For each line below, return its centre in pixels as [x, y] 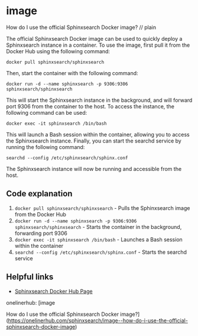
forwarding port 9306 [41, 233]
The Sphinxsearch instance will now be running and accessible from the [94, 169]
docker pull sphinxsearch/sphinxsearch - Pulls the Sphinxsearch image [102, 208]
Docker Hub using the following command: [58, 51]
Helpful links [30, 277]
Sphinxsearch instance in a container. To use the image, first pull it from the [98, 45]
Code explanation [39, 194]
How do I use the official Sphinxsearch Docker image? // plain [81, 27]
